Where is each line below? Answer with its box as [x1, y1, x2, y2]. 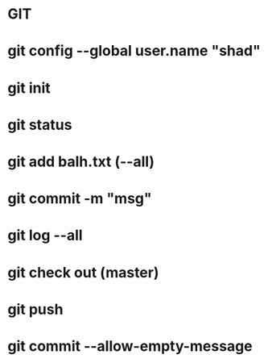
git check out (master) [7, 263, 159, 282]
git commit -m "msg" [7, 190, 152, 208]
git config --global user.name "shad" [7, 42, 261, 60]
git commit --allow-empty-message [7, 336, 253, 355]
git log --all [7, 227, 83, 244]
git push [7, 300, 64, 319]
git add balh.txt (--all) [7, 152, 155, 170]
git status [7, 115, 72, 134]
